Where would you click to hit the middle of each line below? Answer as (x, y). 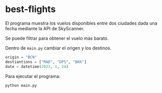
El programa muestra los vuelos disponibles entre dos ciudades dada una (81, 23)
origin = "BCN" (21, 57)
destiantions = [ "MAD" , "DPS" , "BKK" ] (46, 62)
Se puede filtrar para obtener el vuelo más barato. (57, 38)
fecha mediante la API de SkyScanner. (45, 28)
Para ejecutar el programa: (33, 76)
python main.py (21, 85)
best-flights (31, 9)
